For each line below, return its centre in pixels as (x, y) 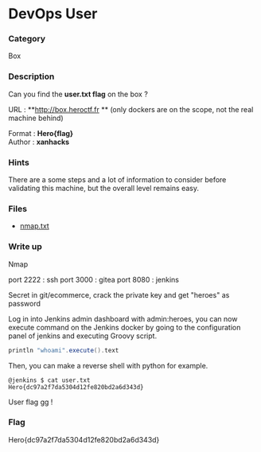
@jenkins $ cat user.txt (49, 380)
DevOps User (53, 14)
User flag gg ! (31, 402)
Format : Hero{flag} (41, 133)
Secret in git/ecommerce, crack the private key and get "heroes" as (119, 294)
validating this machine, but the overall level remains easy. (103, 189)
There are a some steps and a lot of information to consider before (117, 180)
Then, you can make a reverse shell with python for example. (108, 365)
